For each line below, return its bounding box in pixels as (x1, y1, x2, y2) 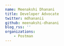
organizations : (5, 29, 36, 34)
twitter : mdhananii (5, 16, 44, 21)
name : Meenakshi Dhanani (5, 7, 55, 12)
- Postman (13, 34, 34, 39)
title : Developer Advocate (5, 11, 59, 16)
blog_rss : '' (5, 25, 31, 30)
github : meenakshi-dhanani (5, 20, 59, 25)
